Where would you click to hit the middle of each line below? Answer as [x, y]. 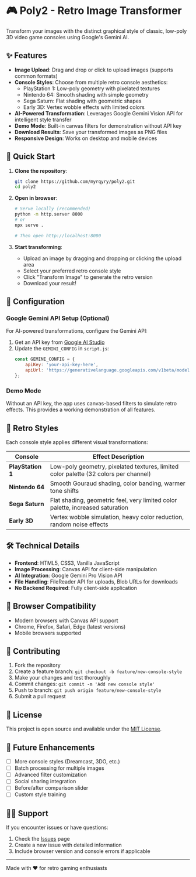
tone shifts [64, 490]
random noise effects [79, 524]
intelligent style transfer [43, 120]
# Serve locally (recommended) [52, 209]
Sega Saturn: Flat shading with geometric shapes [82, 101]
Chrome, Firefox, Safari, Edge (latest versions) [70, 626]
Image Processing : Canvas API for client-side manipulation [86, 569]
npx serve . [29, 225]
